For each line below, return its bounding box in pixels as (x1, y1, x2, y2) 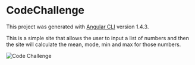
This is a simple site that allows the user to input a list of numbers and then (6, 34, 189, 41)
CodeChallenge (6, 4, 85, 17)
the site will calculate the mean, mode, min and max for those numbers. (6, 41, 181, 48)
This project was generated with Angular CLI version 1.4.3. (6, 23, 149, 30)
